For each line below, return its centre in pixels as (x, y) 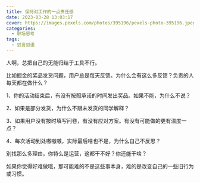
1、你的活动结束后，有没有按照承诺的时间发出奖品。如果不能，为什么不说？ (99, 95)
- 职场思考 (23, 34)
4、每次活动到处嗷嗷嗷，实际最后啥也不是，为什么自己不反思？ (84, 141)
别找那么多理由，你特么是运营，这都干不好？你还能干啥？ (76, 153)
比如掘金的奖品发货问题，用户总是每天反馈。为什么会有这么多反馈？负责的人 (100, 75)
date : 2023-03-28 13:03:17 (40, 17)
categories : (21, 28)
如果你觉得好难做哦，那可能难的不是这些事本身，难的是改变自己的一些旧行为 (100, 166)
